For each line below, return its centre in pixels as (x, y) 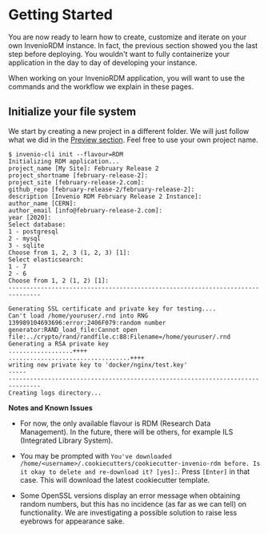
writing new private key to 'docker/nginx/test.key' (98, 365)
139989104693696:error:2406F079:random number (87, 322)
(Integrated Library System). (66, 440)
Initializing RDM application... (64, 161)
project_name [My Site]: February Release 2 (84, 168)
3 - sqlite (26, 245)
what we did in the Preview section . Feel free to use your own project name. (133, 140)
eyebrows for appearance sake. (72, 521)
